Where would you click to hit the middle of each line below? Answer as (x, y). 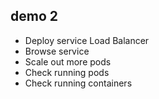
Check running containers (78, 83)
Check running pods (67, 72)
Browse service (57, 51)
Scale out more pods (68, 61)
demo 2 (34, 16)
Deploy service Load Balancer (87, 40)
